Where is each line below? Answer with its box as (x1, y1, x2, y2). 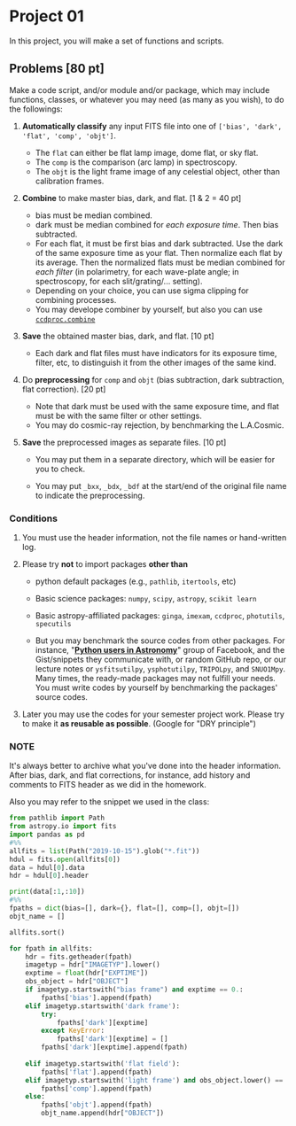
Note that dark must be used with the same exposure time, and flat (35, 400, 279, 411)
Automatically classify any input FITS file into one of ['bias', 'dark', (21, 120, 282, 131)
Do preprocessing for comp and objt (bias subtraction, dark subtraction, (21, 374, 285, 384)
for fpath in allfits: (9, 944, 93, 953)
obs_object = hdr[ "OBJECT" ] (25, 977, 129, 986)
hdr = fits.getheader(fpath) (25, 952, 133, 961)
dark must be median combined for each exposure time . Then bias (35, 219, 279, 229)
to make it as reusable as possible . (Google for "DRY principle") (21, 718, 257, 729)
